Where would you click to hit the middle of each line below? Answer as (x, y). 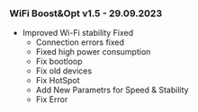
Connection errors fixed (80, 42)
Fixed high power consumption (93, 52)
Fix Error (52, 99)
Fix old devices (64, 71)
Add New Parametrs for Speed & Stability (112, 90)
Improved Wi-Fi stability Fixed (78, 33)
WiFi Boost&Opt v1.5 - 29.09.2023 (86, 13)
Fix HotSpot (58, 81)
